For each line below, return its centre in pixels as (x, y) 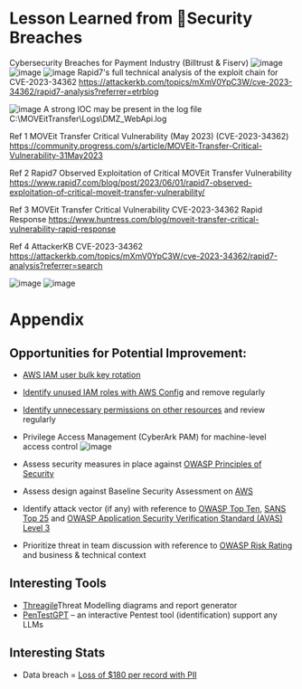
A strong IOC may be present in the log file (123, 109)
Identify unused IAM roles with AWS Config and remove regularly (144, 392)
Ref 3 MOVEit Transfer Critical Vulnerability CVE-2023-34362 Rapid (136, 209)
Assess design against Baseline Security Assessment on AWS (137, 491)
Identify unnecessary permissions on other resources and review (143, 410)
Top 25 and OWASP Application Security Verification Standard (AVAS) (152, 518)
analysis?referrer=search (56, 265)
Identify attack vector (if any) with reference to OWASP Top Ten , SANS (154, 508)
